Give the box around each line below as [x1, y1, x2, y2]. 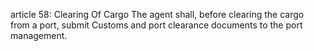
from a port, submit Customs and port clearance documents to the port [10, 19, 303, 31]
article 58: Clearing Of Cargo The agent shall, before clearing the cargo [10, 9, 305, 20]
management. [10, 30, 68, 41]
